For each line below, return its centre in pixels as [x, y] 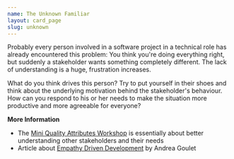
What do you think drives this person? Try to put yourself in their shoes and [117, 83]
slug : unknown [28, 27]
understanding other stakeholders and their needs [90, 141]
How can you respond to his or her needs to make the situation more [107, 98]
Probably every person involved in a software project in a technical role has [117, 47]
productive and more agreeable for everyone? [74, 106]
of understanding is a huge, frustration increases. [80, 70]
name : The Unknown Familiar [49, 14]
